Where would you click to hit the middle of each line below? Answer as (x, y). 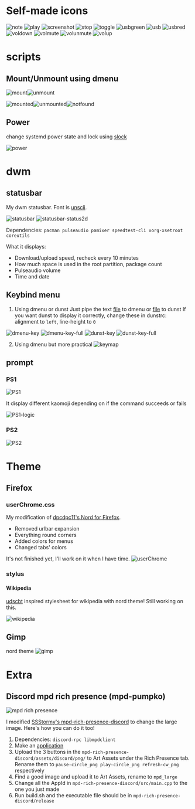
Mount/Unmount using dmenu (62, 78)
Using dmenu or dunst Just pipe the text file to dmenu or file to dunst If (100, 309)
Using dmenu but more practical (53, 344)
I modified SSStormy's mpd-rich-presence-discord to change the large (92, 722)
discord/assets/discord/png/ (50, 759)
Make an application (39, 746)
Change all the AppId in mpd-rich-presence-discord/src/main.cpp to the (101, 783)
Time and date (32, 276)
